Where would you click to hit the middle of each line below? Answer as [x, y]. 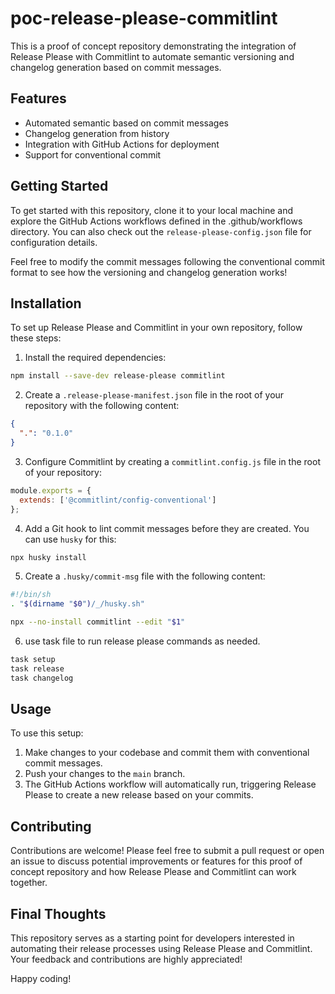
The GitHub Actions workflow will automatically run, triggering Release [170, 784]
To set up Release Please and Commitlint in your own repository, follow [156, 328]
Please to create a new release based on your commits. [139, 795]
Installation [46, 303]
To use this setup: [47, 733]
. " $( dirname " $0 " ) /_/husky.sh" [77, 604]
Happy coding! [41, 979]
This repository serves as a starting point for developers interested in [152, 938]
